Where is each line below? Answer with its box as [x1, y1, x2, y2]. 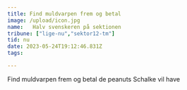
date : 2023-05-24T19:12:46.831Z [7, 43, 102, 50]
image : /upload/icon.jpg [7, 17, 80, 24]
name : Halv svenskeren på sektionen [7, 23, 121, 30]
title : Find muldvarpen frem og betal [7, 10, 121, 18]
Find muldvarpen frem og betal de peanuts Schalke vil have [7, 75, 181, 83]
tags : [7, 50, 23, 57]
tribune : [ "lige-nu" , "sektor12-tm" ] [7, 30, 115, 37]
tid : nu [7, 37, 30, 44]
